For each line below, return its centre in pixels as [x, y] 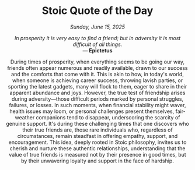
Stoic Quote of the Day [97, 11]
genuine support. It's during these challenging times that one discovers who [97, 123]
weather [25, 117]
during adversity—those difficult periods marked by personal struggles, [97, 99]
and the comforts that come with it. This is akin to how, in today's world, [97, 74]
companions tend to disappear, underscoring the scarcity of [108, 117]
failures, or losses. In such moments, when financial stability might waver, [97, 105]
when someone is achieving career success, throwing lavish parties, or [97, 80]
